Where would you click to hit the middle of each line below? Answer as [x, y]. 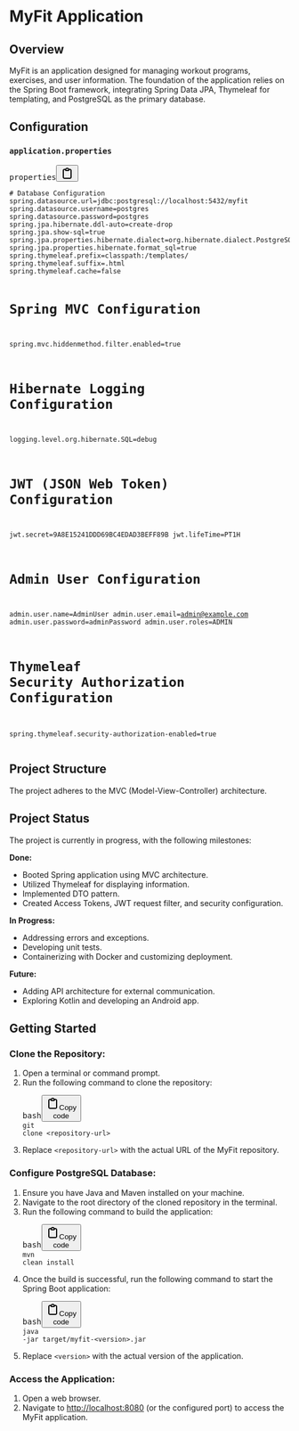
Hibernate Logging [77, 389]
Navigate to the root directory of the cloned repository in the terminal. [149, 1202]
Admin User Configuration [105, 580]
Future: [23, 974]
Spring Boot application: [66, 1288]
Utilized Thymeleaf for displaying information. [105, 884]
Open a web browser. [61, 1398]
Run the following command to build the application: [117, 1211]
